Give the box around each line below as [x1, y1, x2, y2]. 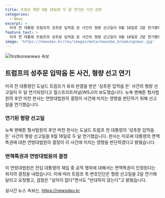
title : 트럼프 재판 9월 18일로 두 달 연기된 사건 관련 [5, 7, 102, 12]
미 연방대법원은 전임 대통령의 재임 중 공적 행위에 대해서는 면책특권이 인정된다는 [5, 165, 156, 171]
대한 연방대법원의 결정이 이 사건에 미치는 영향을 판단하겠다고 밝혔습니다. [18, 139, 156, 145]
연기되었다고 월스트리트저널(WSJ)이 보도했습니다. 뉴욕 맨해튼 [28, 89, 146, 95]
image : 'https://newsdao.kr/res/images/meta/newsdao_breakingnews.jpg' [5, 39, 155, 44]
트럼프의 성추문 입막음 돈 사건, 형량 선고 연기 [5, 69, 131, 78]
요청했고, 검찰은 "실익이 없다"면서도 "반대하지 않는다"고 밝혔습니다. [18, 177, 147, 183]
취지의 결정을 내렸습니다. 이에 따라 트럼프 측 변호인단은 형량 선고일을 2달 [5, 171, 144, 177]
